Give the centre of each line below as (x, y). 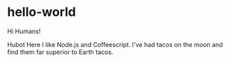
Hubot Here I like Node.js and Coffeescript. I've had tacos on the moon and (115, 44)
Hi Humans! (24, 31)
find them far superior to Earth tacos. (60, 52)
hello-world (42, 12)
